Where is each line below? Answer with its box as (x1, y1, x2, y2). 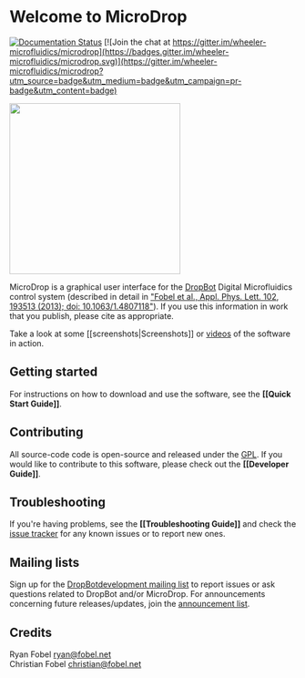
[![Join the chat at (104, 36, 171, 47)
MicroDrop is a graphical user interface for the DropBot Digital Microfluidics (9, 281, 293, 293)
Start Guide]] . (9, 398, 62, 409)
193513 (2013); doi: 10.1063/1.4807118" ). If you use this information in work (9, 301, 289, 312)
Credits (9, 624, 53, 640)
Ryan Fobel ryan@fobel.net (9, 649, 112, 660)
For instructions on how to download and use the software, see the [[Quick (9, 388, 291, 399)
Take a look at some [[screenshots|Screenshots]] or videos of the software (9, 328, 291, 339)
